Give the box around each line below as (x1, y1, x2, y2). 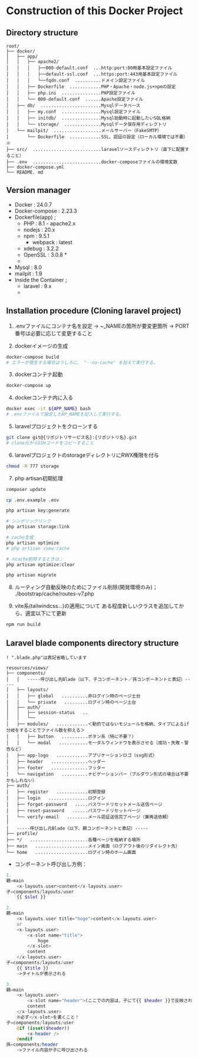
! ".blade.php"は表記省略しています (6, 654, 87, 660)
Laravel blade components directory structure (6, 638, 179, 648)
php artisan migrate (6, 572, 57, 578)
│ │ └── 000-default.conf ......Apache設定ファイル (6, 96, 144, 102)
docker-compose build (6, 354, 60, 360)
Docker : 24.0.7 (14, 201, 52, 208)
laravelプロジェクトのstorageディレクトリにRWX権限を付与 (14, 451, 159, 458)
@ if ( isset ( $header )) (16, 1025, 70, 1031)
